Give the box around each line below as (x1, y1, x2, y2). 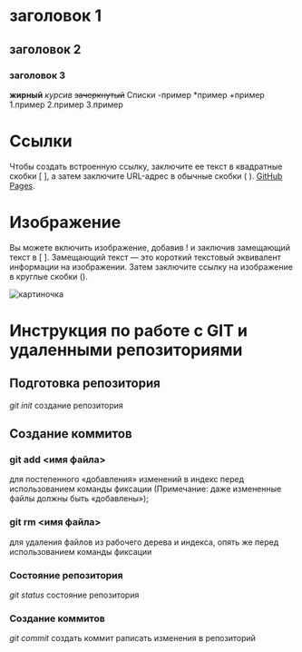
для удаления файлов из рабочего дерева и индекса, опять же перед (9, 537, 279, 548)
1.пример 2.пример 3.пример (9, 99, 124, 110)
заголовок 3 (9, 69, 66, 82)
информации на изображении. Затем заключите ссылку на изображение (9, 261, 293, 272)
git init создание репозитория (9, 400, 124, 410)
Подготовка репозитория (9, 376, 161, 391)
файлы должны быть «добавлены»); (9, 493, 150, 504)
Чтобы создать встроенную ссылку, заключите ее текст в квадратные (9, 161, 283, 172)
